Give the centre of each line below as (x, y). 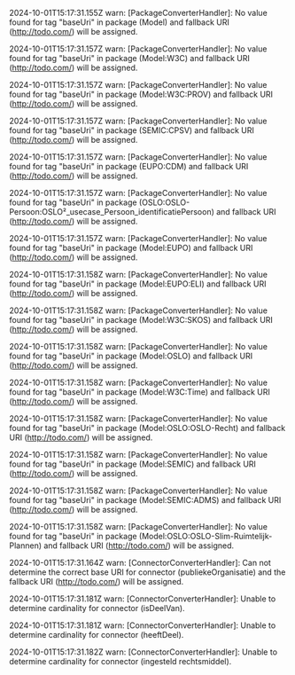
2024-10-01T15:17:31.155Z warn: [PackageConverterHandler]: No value (138, 13)
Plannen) (26, 545)
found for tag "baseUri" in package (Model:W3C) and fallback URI (129, 58)
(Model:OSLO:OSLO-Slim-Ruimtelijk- (206, 536)
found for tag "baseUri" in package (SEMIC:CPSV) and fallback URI (132, 130)
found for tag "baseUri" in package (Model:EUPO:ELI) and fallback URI (138, 284)
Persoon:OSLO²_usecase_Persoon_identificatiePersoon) (112, 212)
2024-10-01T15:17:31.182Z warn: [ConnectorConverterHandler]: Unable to (143, 652)
